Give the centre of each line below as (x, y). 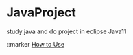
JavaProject (41, 13)
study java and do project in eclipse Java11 (66, 31)
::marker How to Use (36, 44)
